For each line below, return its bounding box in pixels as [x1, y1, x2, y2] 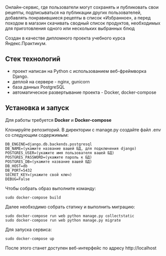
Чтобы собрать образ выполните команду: [5, 185, 96, 191]
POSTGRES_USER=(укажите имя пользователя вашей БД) [5, 150, 114, 155]
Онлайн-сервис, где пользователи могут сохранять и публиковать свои [5, 4, 159, 10]
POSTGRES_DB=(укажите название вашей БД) [5, 159, 92, 164]
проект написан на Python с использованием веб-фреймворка [12, 68, 147, 74]
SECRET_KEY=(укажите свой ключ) [5, 172, 72, 177]
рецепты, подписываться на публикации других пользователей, [5, 9, 142, 15]
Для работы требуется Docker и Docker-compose [5, 117, 112, 123]
